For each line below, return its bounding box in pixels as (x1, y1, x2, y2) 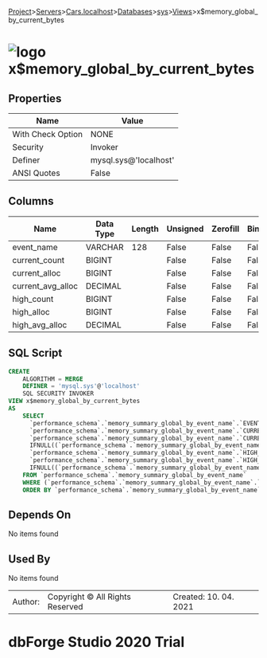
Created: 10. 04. (172, 591, 234, 602)
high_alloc (12, 306, 50, 317)
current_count (12, 254, 65, 265)
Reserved (47, 601, 83, 613)
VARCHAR (85, 241, 125, 253)
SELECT (22, 412, 44, 420)
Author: (12, 597, 41, 608)
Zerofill (211, 223, 240, 234)
